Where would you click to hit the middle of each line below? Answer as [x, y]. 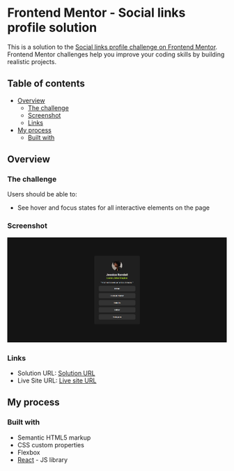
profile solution [52, 28]
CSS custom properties [51, 445]
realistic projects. [32, 61]
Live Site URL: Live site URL [57, 380]
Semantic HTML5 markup [54, 438]
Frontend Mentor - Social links [96, 13]
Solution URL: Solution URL [56, 373]
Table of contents [46, 84]
